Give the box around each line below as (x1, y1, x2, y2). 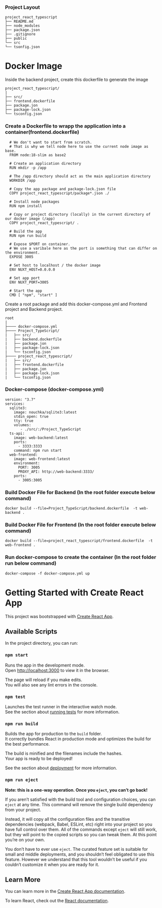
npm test (5, 694, 26, 700)
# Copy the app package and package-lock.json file (9, 186, 116, 191)
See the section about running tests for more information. (5, 709, 120, 715)
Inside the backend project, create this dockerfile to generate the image (5, 77, 148, 82)
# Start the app (9, 288, 42, 293)
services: (5, 401, 25, 406)
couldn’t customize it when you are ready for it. (5, 861, 99, 867)
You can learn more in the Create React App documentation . (5, 889, 126, 894)
